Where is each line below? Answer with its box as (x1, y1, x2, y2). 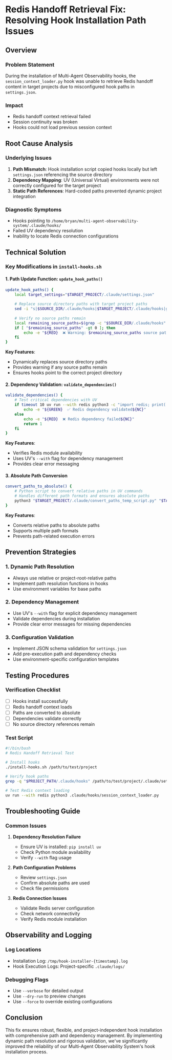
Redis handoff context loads (12, 704, 73, 710)
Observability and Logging (5, 931, 92, 940)
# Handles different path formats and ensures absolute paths (14, 493, 150, 499)
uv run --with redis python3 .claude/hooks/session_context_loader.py (5, 792, 159, 798)
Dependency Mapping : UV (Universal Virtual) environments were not (12, 177, 159, 183)
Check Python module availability (20, 849, 91, 855)
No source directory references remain (12, 721, 95, 727)
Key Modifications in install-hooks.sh (5, 263, 102, 270)
